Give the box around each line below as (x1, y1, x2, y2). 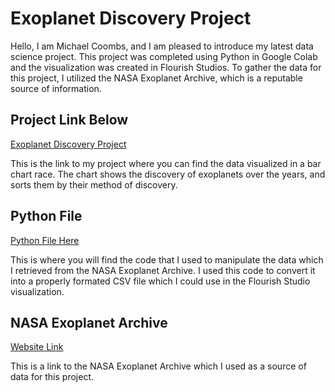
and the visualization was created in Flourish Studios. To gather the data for (10, 61, 322, 73)
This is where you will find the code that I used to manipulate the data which (10, 253, 324, 266)
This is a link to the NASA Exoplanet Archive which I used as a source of (10, 360, 307, 372)
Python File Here (10, 234, 80, 246)
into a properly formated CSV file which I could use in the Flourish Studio (10, 275, 311, 287)
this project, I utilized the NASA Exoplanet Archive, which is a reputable (10, 72, 303, 84)
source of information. (10, 82, 102, 94)
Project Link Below (10, 112, 129, 129)
